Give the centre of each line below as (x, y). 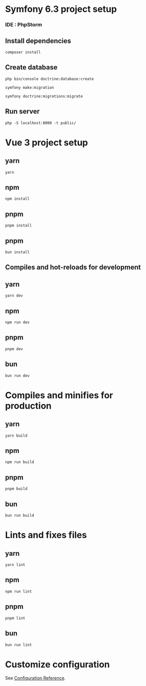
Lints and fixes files (46, 535)
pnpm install (19, 226)
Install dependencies (38, 41)
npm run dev (17, 322)
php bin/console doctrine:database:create (49, 79)
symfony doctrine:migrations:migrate (44, 96)
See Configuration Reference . (35, 678)
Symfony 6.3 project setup (61, 9)
